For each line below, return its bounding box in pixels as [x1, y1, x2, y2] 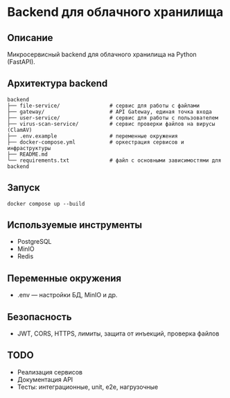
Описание [7, 32, 53, 44]
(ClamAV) [7, 126, 33, 133]
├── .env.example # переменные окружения [7, 133, 178, 140]
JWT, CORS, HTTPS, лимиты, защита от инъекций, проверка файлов [17, 329, 220, 338]
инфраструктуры [7, 144, 51, 151]
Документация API [17, 375, 73, 383]
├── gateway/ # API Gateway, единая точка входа [7, 108, 213, 115]
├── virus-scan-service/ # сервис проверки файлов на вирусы [7, 120, 215, 127]
